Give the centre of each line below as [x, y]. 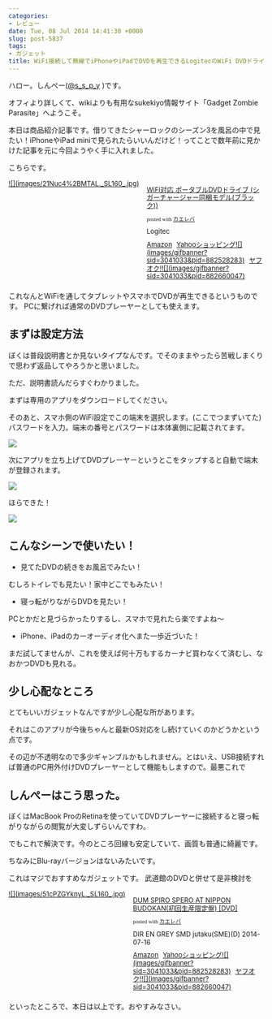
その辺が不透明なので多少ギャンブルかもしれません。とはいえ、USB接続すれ [136, 757]
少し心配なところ [51, 691]
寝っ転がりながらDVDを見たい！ [74, 601]
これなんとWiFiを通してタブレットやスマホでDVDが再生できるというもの [130, 296]
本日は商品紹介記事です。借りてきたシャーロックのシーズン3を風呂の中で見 [135, 130]
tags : [17, 46]
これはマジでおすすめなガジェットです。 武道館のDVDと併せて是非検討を [130, 879]
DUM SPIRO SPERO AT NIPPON [182, 900]
